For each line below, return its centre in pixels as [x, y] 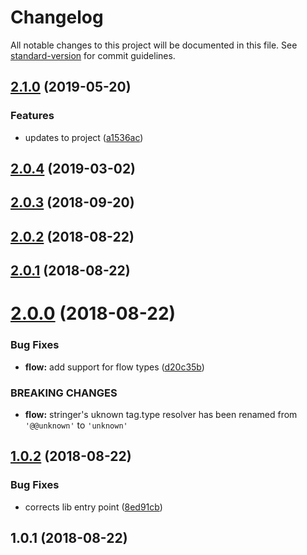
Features [32, 116]
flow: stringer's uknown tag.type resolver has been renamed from [161, 414]
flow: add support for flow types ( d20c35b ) [114, 367]
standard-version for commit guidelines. [93, 55]
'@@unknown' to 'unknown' [76, 425]
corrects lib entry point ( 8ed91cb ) [93, 507]
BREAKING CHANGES [64, 393]
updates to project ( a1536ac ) [84, 137]
